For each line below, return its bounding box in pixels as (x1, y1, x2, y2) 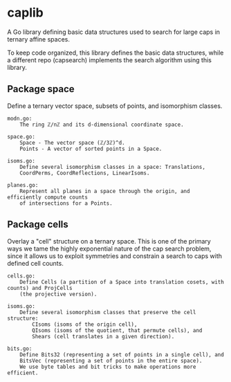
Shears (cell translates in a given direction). (32, 333, 175, 340)
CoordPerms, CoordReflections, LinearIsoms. (19, 170, 150, 176)
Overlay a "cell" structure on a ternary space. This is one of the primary (7, 237, 211, 245)
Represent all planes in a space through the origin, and (19, 188, 190, 194)
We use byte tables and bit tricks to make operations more (19, 363, 196, 370)
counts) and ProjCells (7, 284, 73, 291)
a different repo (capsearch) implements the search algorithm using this (7, 55, 212, 64)
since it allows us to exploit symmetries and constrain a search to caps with (7, 251, 223, 260)
